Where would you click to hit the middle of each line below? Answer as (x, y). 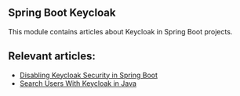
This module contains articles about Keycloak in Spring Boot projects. (120, 31)
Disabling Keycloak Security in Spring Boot (89, 75)
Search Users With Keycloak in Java (78, 83)
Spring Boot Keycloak (62, 13)
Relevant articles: (52, 57)
